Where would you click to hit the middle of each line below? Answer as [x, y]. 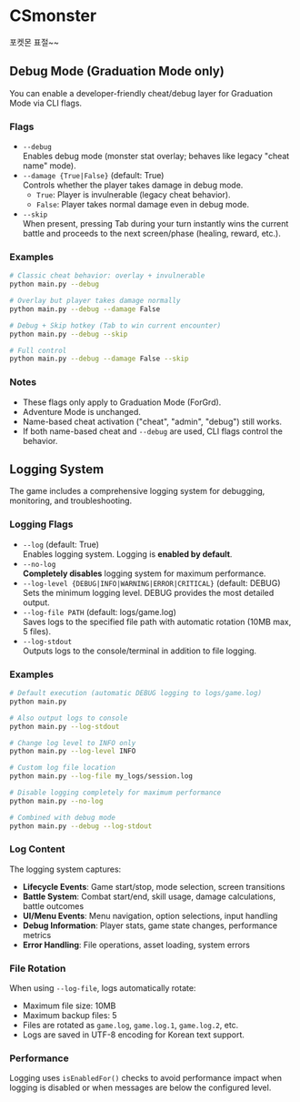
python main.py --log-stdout [65, 726]
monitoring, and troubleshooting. [71, 500]
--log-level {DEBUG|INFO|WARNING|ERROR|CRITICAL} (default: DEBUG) [151, 582]
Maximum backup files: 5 [70, 1016]
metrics [37, 935]
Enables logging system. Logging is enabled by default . [127, 554]
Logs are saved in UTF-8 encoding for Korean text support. [134, 1035]
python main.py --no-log [56, 801]
